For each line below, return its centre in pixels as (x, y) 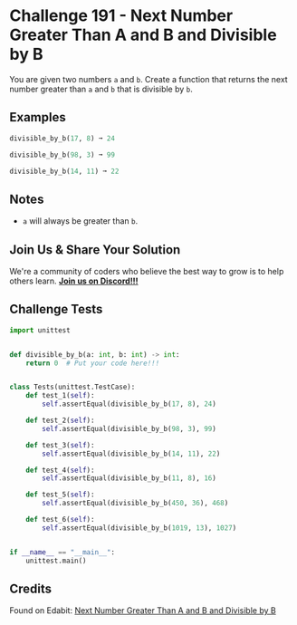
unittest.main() (57, 561)
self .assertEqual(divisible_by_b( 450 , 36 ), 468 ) (135, 504)
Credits (31, 588)
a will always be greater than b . (80, 221)
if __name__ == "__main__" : (62, 552)
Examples (38, 117)
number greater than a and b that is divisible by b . (101, 89)
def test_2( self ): (60, 421)
